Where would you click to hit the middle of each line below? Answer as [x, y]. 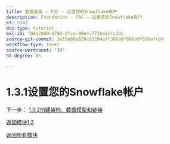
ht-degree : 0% [24, 56]
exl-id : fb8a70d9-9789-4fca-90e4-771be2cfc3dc [65, 34]
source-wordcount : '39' [36, 50]
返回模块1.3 [20, 122]
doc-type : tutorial [30, 28]
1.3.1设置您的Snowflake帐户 [75, 92]
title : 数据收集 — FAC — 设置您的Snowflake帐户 [62, 12]
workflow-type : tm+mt [33, 45]
